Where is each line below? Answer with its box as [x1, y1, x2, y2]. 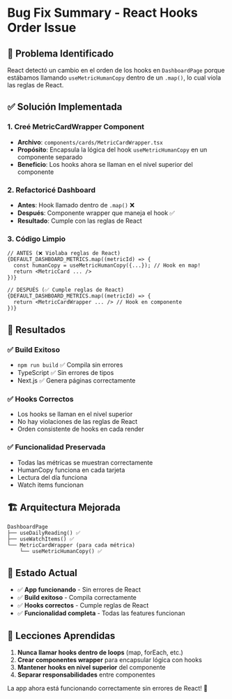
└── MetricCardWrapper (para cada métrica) [7, 542, 136, 549]
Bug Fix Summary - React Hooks [7, 5, 199, 21]
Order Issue [7, 20, 77, 36]
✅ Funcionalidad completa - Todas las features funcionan [17, 609, 186, 617]
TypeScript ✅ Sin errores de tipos [17, 368, 114, 376]
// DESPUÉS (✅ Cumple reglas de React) [7, 286, 124, 294]
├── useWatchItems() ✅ [7, 536, 75, 543]
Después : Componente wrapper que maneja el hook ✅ [17, 208, 176, 217]
